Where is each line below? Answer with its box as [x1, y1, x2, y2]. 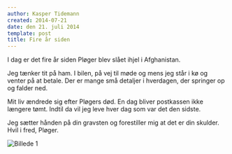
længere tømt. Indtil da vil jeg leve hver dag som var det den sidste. [7, 105, 201, 113]
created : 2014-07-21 [7, 17, 68, 24]
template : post [7, 29, 52, 37]
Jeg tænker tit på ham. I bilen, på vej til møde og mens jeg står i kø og [7, 69, 208, 78]
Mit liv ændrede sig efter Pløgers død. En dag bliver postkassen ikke [7, 97, 204, 106]
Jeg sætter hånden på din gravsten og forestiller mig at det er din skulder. [7, 118, 219, 127]
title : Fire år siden [7, 36, 71, 43]
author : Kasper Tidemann [7, 10, 80, 17]
